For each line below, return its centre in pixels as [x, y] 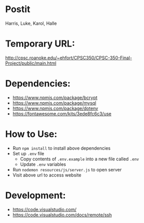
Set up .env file [28, 153]
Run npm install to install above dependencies [61, 148]
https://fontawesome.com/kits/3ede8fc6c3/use [62, 114]
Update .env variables [43, 164]
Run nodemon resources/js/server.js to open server [67, 169]
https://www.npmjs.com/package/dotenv [55, 108]
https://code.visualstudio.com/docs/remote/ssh [62, 215]
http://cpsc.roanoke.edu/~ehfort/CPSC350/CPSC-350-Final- [69, 58]
